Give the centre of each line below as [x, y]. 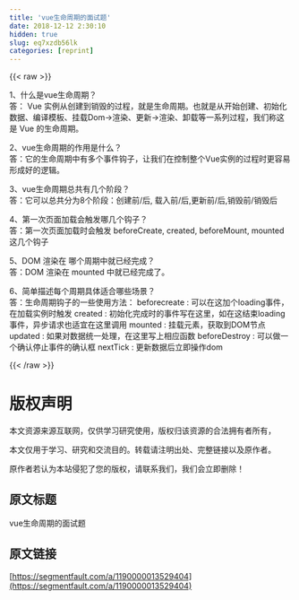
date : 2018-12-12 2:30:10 [57, 26]
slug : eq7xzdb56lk [43, 43]
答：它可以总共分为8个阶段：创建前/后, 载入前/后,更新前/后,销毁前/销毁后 [143, 200]
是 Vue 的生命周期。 [46, 129]
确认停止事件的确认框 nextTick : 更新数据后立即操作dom [120, 347]
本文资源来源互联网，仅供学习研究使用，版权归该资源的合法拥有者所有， [142, 430]
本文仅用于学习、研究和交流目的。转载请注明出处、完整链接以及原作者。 [142, 450]
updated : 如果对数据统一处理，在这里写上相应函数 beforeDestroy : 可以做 [145, 336]
